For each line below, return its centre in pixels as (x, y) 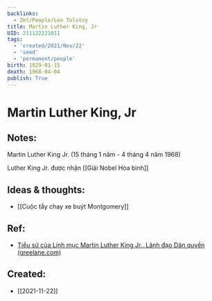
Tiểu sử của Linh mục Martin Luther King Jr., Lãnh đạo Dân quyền (111, 245)
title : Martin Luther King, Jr (52, 26)
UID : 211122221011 (34, 33)
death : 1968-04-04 (34, 71)
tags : (15, 40)
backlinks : (23, 14)
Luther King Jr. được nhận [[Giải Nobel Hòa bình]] (78, 168)
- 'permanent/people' (45, 59)
